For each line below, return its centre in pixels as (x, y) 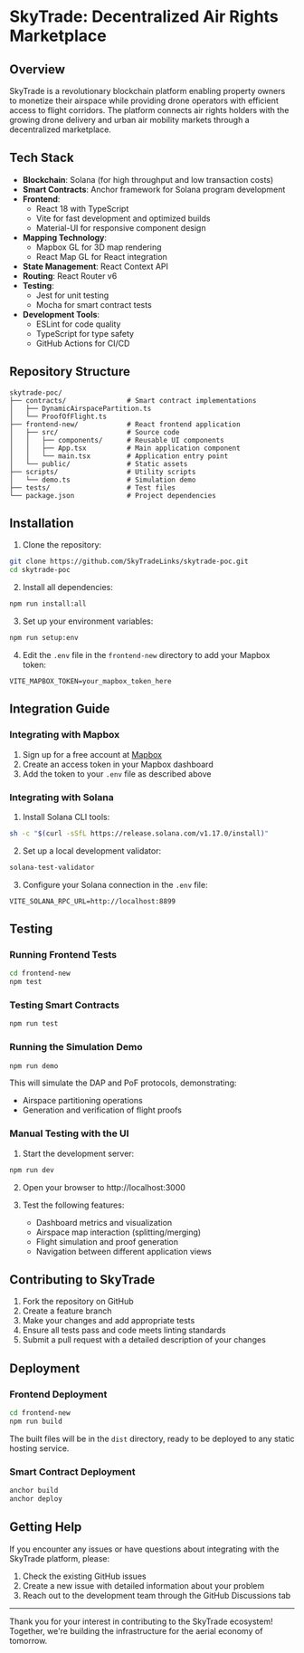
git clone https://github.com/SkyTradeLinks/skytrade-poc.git (129, 562)
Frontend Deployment (58, 1394)
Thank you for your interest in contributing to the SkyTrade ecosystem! (141, 1621)
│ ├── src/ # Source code (95, 432)
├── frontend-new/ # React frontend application (125, 424)
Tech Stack (42, 158)
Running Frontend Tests (63, 954)
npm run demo (34, 1065)
